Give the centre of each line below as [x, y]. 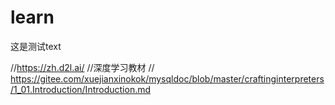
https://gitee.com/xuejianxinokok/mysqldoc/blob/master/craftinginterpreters [167, 78]
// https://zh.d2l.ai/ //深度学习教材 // [82, 67]
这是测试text [36, 46]
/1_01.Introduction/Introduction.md [81, 89]
